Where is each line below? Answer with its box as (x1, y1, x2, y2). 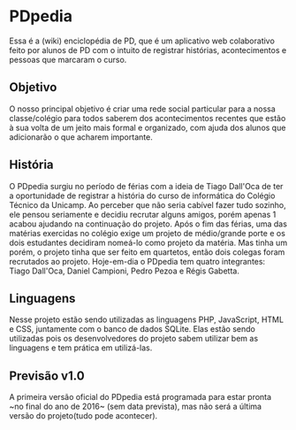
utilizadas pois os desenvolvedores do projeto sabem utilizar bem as (9, 334, 259, 344)
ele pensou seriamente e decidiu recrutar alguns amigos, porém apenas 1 (9, 209, 277, 219)
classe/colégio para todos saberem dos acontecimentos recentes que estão (9, 112, 286, 123)
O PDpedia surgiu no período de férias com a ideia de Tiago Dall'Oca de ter (9, 180, 284, 191)
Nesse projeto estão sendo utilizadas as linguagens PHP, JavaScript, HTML (9, 314, 285, 325)
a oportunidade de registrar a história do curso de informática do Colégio (9, 190, 276, 201)
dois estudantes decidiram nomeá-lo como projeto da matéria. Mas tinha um (9, 237, 288, 248)
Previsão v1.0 (9, 368, 86, 383)
